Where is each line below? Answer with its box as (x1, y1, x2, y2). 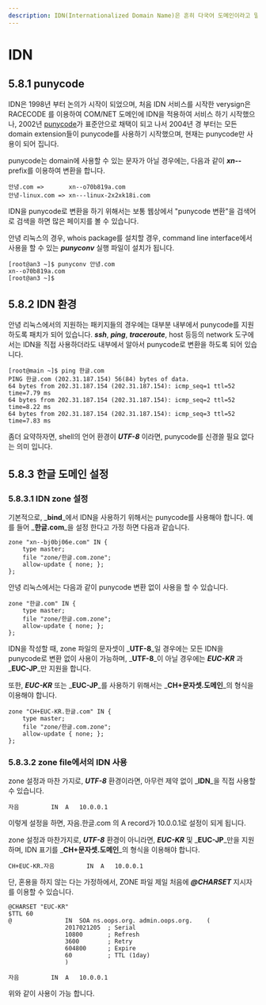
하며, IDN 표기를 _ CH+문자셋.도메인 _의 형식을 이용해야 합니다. (8, 845, 200, 854)
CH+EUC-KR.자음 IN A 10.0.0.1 (8, 862, 144, 870)
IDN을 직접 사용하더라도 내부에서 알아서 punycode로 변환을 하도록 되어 (22, 340, 243, 350)
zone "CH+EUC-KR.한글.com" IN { (8, 708, 112, 716)
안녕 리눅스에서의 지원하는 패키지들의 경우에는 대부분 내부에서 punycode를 (8, 320, 240, 330)
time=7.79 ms (8, 389, 51, 397)
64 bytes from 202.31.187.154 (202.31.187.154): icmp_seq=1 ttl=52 (8, 382, 236, 391)
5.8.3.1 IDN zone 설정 (8, 493, 89, 504)
